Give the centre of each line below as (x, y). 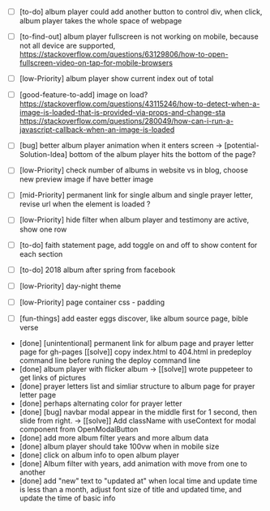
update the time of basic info (67, 498)
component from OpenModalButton (79, 429)
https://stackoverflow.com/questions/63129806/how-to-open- (124, 54)
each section (41, 253)
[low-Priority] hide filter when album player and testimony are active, (134, 220)
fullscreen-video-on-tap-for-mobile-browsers (96, 63)
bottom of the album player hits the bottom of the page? (163, 155)
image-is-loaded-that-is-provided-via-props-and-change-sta (122, 113)
